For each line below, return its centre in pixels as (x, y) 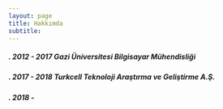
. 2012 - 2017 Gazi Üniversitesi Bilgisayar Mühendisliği (102, 57)
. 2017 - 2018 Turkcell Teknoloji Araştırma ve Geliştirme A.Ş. (112, 77)
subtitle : (25, 31)
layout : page (30, 16)
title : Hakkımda (36, 23)
